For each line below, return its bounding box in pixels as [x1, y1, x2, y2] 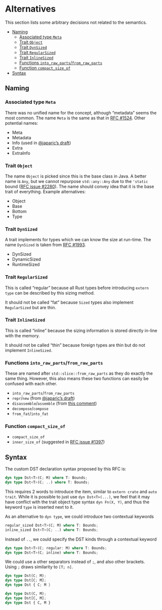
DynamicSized [12, 256, 41, 263]
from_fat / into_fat [12, 411, 49, 417]
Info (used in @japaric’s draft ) [12, 140, 71, 146]
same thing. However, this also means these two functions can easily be [5, 376, 149, 381]
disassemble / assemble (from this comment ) [12, 400, 97, 406]
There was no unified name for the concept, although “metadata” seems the [5, 110, 157, 115]
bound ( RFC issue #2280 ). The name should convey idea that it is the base [5, 183, 154, 189]
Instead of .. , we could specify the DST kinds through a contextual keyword [5, 536, 157, 542]
